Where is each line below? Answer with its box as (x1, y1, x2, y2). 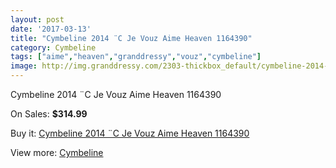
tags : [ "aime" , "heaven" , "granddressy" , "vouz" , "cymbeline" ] (10, 52, 262, 62)
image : (10, 61, 38, 71)
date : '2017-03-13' (10, 24, 92, 34)
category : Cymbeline (10, 42, 97, 53)
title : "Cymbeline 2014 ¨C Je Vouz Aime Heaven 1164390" (10, 33, 253, 43)
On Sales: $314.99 (10, 108, 88, 120)
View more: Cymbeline (10, 147, 104, 158)
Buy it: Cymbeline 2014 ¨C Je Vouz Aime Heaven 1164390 (10, 127, 250, 139)
